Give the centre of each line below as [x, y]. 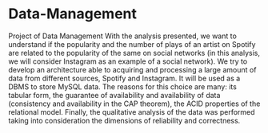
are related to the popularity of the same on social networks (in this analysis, [134, 53]
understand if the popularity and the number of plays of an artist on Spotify [132, 44]
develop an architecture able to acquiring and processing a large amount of [132, 69]
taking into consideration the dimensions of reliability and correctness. [124, 120]
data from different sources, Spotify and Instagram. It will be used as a [124, 78]
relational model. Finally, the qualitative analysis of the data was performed [132, 111]
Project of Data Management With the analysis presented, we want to [123, 36]
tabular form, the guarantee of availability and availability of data [114, 95]
